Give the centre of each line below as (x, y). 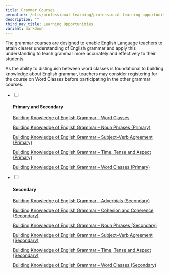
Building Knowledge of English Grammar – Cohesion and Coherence (83, 210)
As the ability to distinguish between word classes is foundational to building (84, 69)
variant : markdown (24, 29)
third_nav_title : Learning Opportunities (49, 24)
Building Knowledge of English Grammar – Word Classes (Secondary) (84, 265)
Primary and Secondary (38, 107)
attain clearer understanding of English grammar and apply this (71, 48)
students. (15, 59)
